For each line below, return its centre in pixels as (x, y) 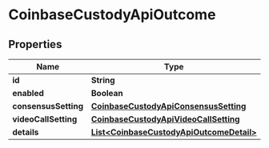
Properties (35, 44)
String (103, 80)
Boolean (107, 93)
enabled (28, 93)
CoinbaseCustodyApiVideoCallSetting (165, 119)
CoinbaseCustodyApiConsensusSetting (169, 106)
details (26, 132)
